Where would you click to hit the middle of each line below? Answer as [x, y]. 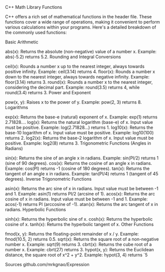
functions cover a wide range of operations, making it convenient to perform [82, 22]
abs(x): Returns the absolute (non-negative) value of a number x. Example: [81, 52]
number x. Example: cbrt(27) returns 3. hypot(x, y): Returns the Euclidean [80, 250]
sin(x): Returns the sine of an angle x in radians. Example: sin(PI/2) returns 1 [82, 158]
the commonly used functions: [36, 32]
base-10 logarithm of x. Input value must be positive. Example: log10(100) [80, 133]
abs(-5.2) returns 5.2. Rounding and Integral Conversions [63, 57]
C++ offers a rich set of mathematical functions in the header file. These [78, 17]
